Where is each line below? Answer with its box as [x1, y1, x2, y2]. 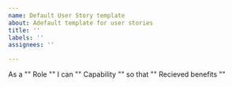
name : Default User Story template [8, 11, 125, 20]
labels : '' [8, 33, 44, 42]
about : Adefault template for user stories [8, 19, 154, 27]
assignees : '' [8, 41, 55, 49]
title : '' [8, 26, 41, 34]
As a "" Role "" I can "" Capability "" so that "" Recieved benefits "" [8, 70, 226, 79]
